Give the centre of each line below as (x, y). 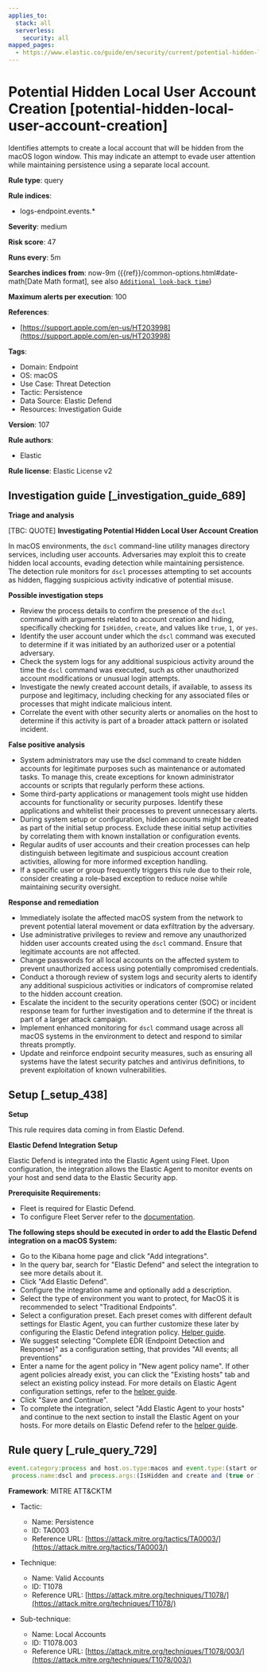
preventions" (41, 1358)
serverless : (35, 30)
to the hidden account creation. (71, 994)
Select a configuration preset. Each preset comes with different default (136, 1315)
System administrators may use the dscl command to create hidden (130, 760)
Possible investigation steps (56, 595)
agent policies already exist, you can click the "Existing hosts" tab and (135, 1374)
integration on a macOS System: (63, 1240)
